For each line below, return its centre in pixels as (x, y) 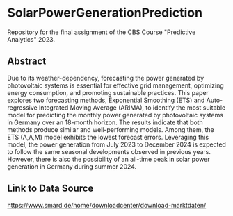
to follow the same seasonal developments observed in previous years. (109, 151)
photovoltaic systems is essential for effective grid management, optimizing (115, 85)
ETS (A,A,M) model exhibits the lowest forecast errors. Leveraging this (108, 137)
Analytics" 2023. (31, 39)
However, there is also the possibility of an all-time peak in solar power (109, 159)
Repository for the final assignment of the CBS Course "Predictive (102, 32)
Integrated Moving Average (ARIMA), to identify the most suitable (132, 107)
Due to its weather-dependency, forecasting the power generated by (106, 78)
